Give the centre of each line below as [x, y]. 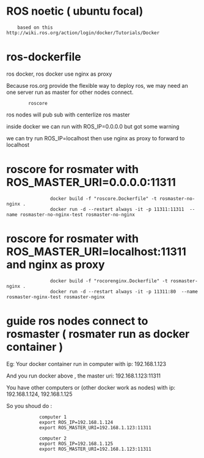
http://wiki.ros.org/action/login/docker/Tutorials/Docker [83, 33]
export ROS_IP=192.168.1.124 [76, 422]
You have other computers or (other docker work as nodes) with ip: [91, 387]
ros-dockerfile [44, 57]
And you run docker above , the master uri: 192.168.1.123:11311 [83, 376]
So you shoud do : [29, 406]
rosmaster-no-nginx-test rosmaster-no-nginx [78, 215]
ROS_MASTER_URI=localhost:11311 [96, 252]
